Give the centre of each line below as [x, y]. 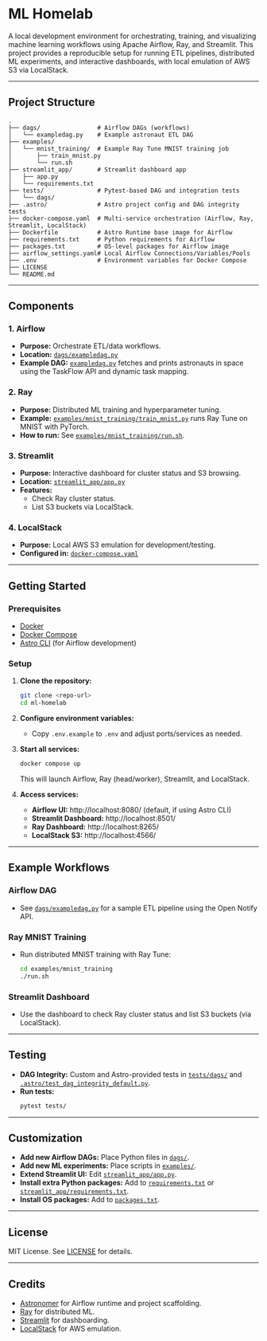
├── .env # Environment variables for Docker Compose [128, 260]
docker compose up [50, 764]
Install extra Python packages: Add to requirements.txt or [117, 1183]
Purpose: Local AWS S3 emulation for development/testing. [118, 545]
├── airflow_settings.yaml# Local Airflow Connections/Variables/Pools [129, 253]
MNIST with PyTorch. [54, 427]
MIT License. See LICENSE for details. [70, 1252]
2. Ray [21, 392]
